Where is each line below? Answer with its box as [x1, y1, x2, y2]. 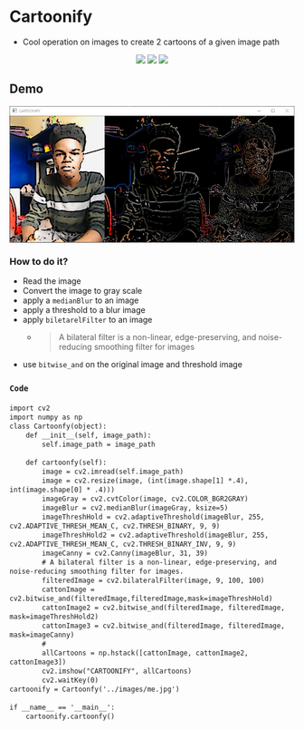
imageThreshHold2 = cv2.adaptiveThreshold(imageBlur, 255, [42, 530, 270, 540]
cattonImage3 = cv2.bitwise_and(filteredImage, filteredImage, [42, 621, 285, 630]
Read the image [22, 276, 81, 287]
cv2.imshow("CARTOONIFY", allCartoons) [42, 667, 193, 676]
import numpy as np [9, 413, 83, 422]
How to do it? [9, 256, 69, 268]
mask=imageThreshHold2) [9, 612, 100, 621]
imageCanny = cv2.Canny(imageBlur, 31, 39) [42, 549, 208, 558]
